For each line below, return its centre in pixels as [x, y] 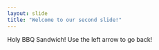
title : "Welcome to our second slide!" [65, 20]
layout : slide [28, 13]
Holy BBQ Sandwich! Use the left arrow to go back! [80, 39]
